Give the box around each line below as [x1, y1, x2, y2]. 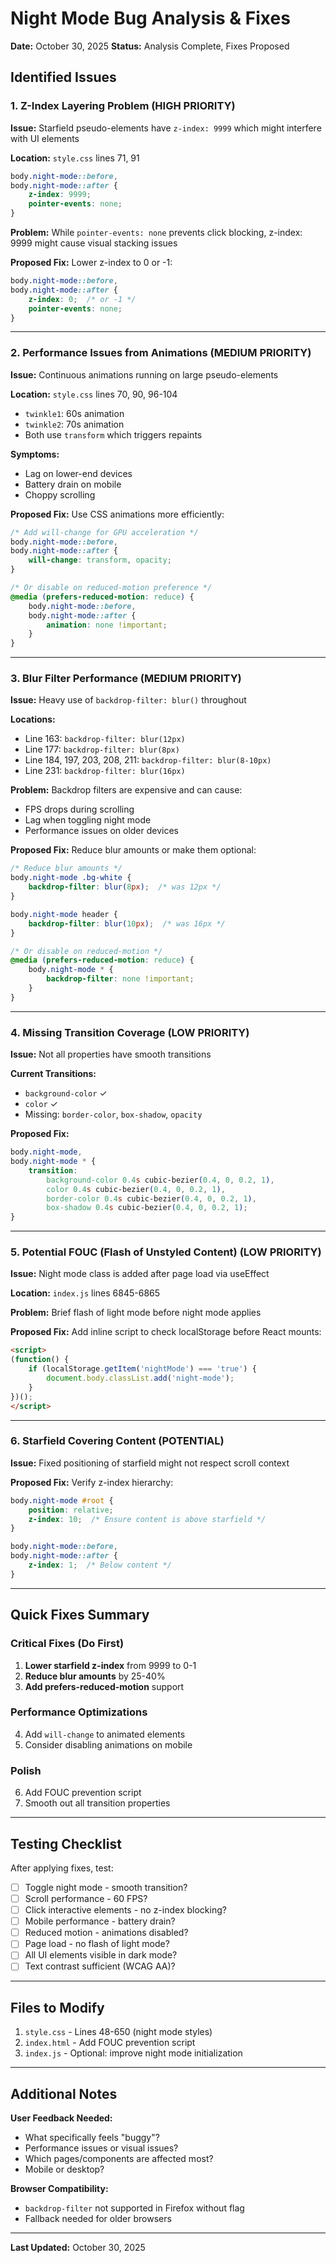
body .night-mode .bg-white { [10, 873, 132, 883]
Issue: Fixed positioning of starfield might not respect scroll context [10, 1457, 290, 1469]
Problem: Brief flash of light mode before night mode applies [10, 1307, 262, 1319]
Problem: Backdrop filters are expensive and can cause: [10, 784, 243, 796]
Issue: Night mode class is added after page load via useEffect [10, 1268, 270, 1280]
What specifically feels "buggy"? [24, 2132, 160, 2144]
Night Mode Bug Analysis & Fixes [10, 7, 291, 30]
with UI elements [10, 132, 80, 144]
